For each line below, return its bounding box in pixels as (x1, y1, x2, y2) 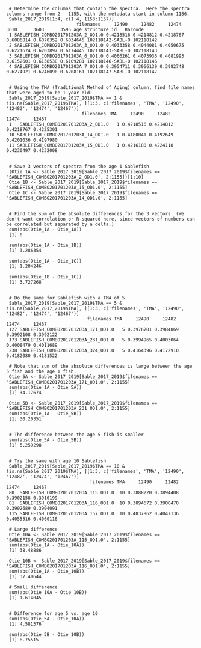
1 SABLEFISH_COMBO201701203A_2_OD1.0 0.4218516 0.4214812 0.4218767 (8, 32, 185, 38)
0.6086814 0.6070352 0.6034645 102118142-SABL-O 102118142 (6, 37, 158, 43)
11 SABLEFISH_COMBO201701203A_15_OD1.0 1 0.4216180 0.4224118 (8, 142, 173, 148)
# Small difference (8, 584, 58, 590)
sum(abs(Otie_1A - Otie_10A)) (8, 542, 85, 548)
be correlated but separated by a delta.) (6, 221, 114, 227)
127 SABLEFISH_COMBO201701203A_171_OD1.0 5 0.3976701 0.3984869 (8, 326, 179, 332)
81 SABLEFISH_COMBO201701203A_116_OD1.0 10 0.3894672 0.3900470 (8, 500, 179, 506)
